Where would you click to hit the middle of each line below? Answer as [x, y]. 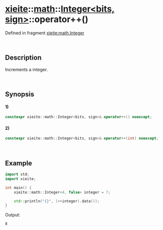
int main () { [18, 188]
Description [23, 58]
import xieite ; [21, 179]
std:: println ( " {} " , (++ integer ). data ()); [57, 201]
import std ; [17, 174]
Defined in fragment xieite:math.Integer [45, 33]
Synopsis [20, 94]
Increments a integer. [26, 69]
